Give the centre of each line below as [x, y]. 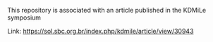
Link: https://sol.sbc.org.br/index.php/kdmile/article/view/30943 [101, 31]
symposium [24, 17]
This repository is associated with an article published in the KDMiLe [107, 10]
